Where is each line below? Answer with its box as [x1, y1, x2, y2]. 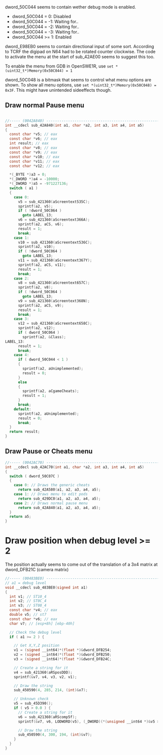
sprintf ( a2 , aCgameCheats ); [22, 389, 79, 394]
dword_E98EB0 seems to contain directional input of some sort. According [5, 44, 154, 49]
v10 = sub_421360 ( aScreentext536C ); [17, 240, 92, 245]
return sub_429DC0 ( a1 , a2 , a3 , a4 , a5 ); [17, 496, 101, 501]
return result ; [9, 429, 40, 434]
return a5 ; [9, 514, 32, 519]
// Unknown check [14, 696, 49, 702]
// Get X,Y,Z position [14, 643, 60, 648]
